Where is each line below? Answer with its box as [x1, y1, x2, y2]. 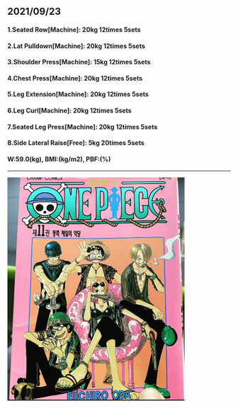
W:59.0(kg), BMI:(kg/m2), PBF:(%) [7, 155, 111, 163]
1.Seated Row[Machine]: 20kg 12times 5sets [7, 25, 141, 34]
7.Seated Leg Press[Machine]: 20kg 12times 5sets [7, 122, 158, 131]
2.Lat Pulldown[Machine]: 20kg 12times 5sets [7, 42, 145, 50]
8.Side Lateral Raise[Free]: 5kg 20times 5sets [7, 139, 145, 147]
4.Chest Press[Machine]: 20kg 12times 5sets [7, 74, 143, 82]
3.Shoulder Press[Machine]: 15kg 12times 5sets [7, 58, 151, 66]
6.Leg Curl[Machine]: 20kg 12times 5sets [7, 106, 132, 115]
